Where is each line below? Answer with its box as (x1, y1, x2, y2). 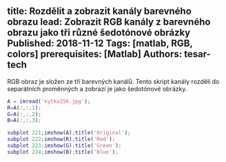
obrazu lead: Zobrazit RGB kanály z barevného (7, 16, 211, 28)
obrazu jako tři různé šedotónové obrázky (7, 27, 191, 38)
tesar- (183, 48, 212, 60)
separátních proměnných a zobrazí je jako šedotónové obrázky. (7, 84, 187, 93)
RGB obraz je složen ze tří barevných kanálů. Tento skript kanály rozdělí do (7, 77, 220, 85)
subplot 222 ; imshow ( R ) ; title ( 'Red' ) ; (7, 136, 116, 143)
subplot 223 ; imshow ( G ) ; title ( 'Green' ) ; (7, 142, 122, 150)
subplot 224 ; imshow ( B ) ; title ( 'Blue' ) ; (7, 148, 119, 155)
